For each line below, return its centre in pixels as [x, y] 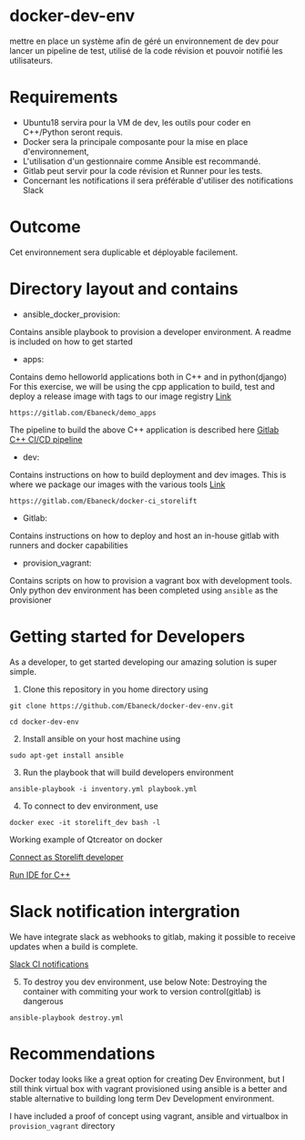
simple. [23, 671]
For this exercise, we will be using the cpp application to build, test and [142, 386]
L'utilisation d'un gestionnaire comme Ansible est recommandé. [142, 161]
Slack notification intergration [125, 911]
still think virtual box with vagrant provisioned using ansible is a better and [148, 1088]
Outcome [45, 227]
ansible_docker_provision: [71, 314]
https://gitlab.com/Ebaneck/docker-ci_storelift [103, 501]
